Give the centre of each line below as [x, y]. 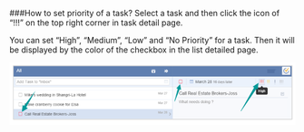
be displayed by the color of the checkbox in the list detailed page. [134, 50]
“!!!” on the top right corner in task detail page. [96, 23]
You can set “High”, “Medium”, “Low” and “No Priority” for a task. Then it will [152, 40]
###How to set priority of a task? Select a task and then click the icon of [144, 13]
